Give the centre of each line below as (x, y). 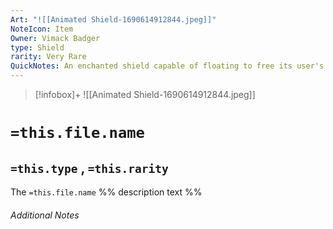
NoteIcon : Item (42, 29)
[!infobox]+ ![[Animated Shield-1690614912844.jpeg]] (145, 94)
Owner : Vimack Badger (55, 38)
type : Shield (37, 47)
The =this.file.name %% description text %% (106, 192)
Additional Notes (45, 215)
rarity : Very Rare (48, 57)
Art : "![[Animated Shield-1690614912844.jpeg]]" (113, 19)
